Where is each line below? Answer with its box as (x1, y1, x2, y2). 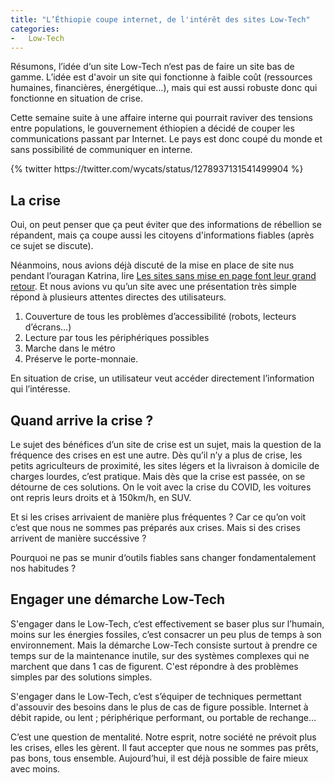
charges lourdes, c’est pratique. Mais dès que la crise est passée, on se (10, 471, 306, 482)
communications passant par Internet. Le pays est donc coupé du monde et (10, 133, 323, 145)
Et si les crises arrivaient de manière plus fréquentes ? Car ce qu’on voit (10, 511, 307, 523)
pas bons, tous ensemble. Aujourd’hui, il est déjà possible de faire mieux (10, 752, 309, 764)
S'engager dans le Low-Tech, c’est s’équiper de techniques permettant (10, 690, 302, 702)
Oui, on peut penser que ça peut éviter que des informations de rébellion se (10, 219, 322, 231)
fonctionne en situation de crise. (10, 92, 143, 105)
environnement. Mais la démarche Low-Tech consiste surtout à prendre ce (10, 639, 318, 651)
